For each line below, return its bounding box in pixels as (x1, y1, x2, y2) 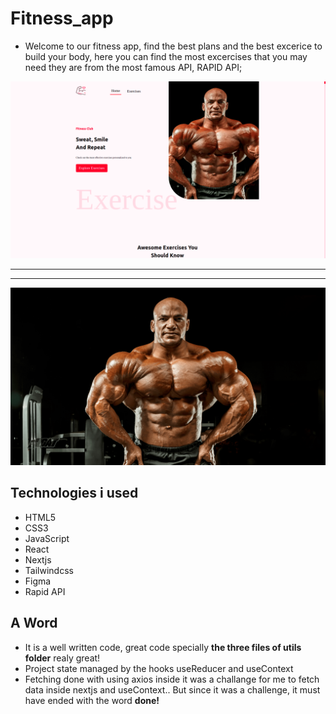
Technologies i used (10, 485, 139, 502)
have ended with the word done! (24, 694, 160, 706)
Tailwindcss (24, 564, 74, 576)
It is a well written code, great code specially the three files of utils (24, 641, 302, 653)
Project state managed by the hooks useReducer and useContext (24, 662, 294, 674)
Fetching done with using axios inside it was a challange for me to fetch (24, 673, 320, 685)
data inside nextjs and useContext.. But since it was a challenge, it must (24, 683, 321, 696)
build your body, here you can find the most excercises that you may (24, 50, 308, 62)
